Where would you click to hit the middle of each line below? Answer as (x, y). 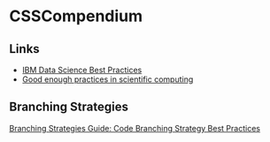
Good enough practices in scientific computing (108, 79)
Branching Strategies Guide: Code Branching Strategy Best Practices (135, 128)
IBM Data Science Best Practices (82, 70)
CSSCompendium (76, 16)
